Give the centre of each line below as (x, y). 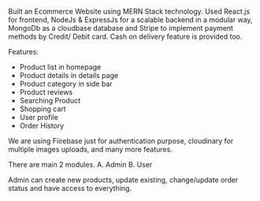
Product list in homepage (60, 67)
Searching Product (50, 100)
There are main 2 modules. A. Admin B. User (80, 164)
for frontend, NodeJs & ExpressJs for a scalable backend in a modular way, (131, 20)
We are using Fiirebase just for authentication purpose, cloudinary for (121, 141)
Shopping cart (43, 109)
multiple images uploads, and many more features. (91, 149)
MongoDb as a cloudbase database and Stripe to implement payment (121, 28)
